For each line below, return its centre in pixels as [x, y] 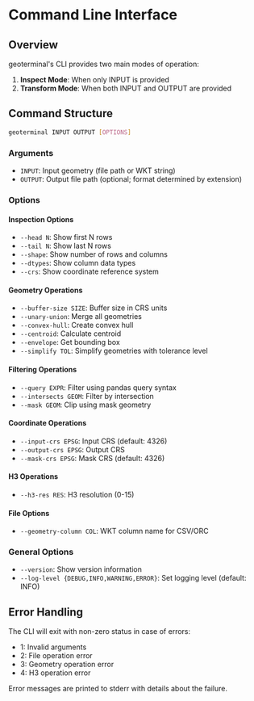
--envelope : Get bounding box [70, 342]
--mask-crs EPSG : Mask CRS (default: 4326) [92, 458]
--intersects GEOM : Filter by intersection [87, 396]
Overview [33, 45]
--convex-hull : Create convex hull [77, 325]
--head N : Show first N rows [66, 237]
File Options [29, 513]
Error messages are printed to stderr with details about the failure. [118, 689]
